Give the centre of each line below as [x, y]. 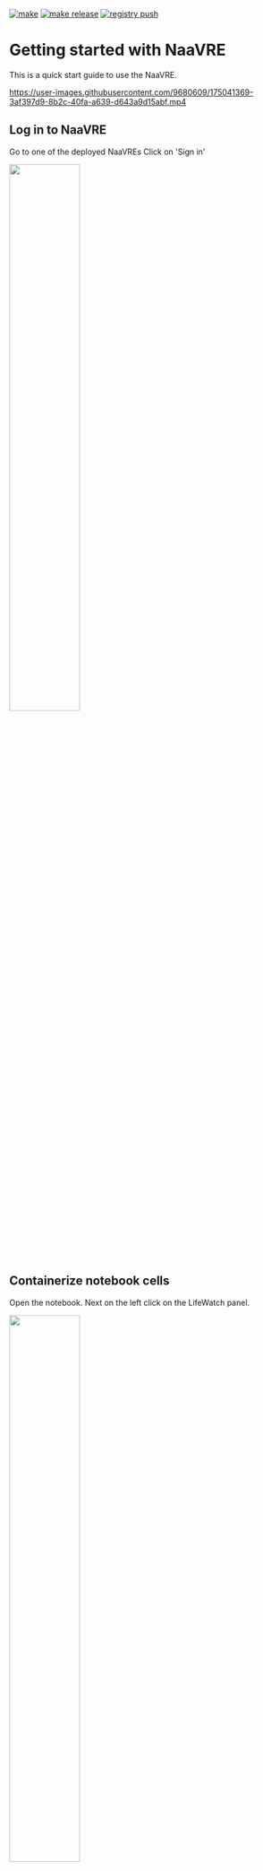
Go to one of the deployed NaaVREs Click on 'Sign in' [107, 152]
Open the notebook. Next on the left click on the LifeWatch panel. [130, 1302]
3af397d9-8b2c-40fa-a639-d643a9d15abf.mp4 [98, 101]
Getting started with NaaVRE [118, 50]
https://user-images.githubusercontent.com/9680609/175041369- [131, 92]
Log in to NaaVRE [58, 130]
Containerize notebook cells [89, 1281]
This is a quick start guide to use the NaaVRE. [93, 74]
